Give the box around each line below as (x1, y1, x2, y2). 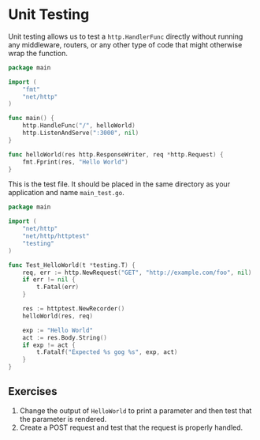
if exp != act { (22, 341, 76, 349)
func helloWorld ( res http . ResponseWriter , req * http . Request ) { (8, 150, 224, 159)
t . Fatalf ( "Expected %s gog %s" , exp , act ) (36, 348, 178, 356)
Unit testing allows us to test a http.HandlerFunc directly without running (8, 32, 243, 41)
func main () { (8, 115, 55, 122)
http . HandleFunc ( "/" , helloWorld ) (22, 122, 136, 130)
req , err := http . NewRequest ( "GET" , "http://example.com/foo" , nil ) (22, 269, 252, 276)
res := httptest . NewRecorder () (22, 305, 125, 313)
